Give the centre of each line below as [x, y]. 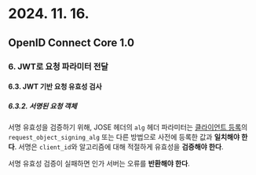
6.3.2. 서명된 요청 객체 [42, 106]
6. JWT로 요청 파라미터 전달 [58, 66]
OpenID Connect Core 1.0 [71, 43]
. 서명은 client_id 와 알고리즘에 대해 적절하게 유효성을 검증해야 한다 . [119, 147]
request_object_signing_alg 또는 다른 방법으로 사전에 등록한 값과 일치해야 [124, 137]
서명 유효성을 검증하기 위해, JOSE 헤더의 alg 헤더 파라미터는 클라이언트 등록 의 [128, 127]
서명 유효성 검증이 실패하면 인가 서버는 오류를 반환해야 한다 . [99, 164]
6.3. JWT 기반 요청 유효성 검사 [55, 86]
